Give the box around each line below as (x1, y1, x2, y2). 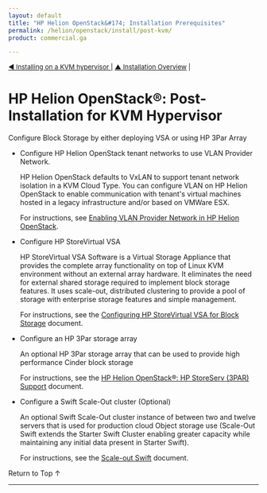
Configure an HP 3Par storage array (19, 334, 137, 344)
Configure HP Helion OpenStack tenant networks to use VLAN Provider (19, 149, 253, 158)
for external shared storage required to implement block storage (19, 278, 230, 287)
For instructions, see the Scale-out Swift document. (19, 453, 189, 463)
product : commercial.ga (8, 33, 87, 42)
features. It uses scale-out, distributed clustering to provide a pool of (19, 286, 246, 296)
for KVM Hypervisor (87, 107, 222, 125)
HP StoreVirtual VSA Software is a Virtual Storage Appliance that (19, 252, 231, 262)
